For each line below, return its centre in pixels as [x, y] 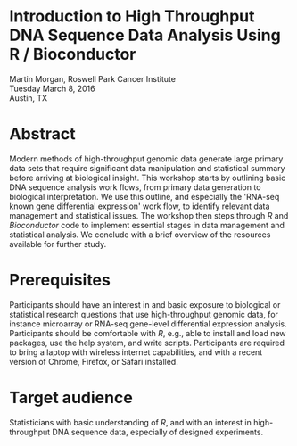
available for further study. [58, 244]
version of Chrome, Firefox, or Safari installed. [94, 361]
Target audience [71, 398]
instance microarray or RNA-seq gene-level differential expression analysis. [148, 324]
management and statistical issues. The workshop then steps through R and [149, 215]
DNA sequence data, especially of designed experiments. [158, 432]
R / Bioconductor [73, 54]
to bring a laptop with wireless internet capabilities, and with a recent [136, 352]
